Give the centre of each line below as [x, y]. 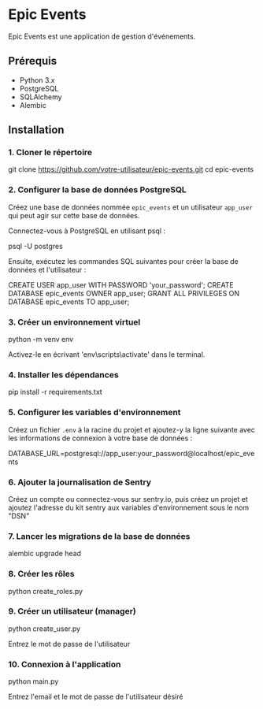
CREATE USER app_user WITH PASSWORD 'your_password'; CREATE [121, 284]
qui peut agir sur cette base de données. [74, 215]
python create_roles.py [46, 591]
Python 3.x [37, 80]
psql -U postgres [35, 246]
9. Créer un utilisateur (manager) [72, 611]
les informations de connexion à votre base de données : [100, 438]
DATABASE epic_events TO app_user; [69, 302]
